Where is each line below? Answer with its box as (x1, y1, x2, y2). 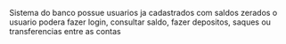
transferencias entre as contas (9, 26, 122, 36)
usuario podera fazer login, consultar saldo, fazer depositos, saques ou (9, 17, 272, 27)
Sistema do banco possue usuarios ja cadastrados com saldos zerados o (9, 8, 278, 18)
